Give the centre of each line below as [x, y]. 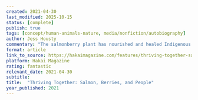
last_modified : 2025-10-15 [39, 17]
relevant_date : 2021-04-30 [39, 72]
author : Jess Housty [32, 39]
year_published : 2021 [33, 88]
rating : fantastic [29, 66]
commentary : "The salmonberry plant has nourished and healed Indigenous [99, 45]
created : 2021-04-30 [32, 11]
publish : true [24, 28]
